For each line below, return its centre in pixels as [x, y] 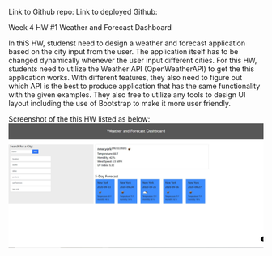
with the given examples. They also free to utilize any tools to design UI [127, 95]
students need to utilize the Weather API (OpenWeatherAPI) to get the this [132, 69]
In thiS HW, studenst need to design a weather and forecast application [127, 43]
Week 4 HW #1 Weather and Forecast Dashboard [90, 27]
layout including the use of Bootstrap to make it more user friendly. [120, 103]
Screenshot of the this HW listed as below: [79, 119]
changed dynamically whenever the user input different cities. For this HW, [133, 60]
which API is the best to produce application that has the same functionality [134, 86]
